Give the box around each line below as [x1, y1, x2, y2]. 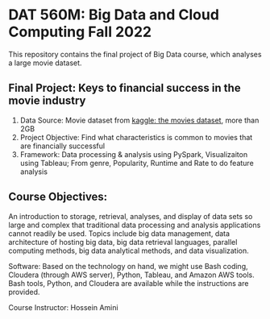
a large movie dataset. [8, 58, 82, 68]
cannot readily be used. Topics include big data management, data [8, 228, 231, 238]
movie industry [8, 94, 86, 108]
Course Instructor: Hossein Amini [8, 302, 118, 312]
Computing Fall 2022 [8, 23, 152, 41]
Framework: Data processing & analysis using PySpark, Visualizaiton [19, 149, 248, 159]
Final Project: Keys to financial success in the [8, 81, 241, 95]
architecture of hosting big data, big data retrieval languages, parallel [8, 237, 238, 246]
